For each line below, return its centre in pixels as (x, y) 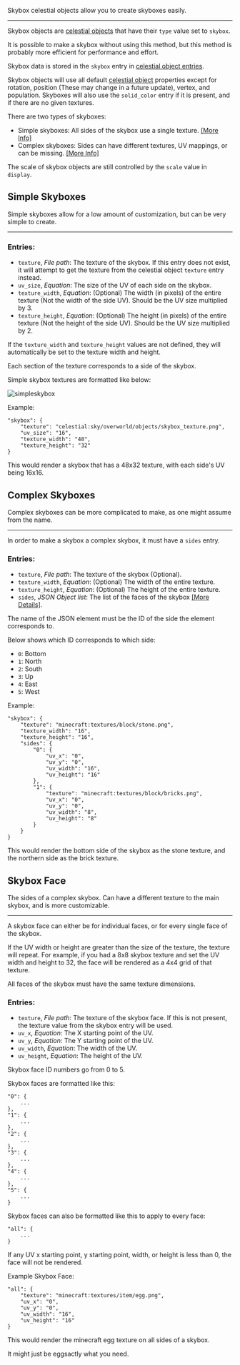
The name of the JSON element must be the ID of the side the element (111, 619)
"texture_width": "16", (56, 731)
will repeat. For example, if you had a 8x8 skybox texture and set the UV (114, 955)
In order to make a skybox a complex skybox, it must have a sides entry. (114, 540)
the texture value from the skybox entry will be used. (95, 1026)
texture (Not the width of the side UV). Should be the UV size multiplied (123, 301)
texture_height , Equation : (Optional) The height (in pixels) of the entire (122, 316)
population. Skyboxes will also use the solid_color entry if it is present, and (119, 95)
